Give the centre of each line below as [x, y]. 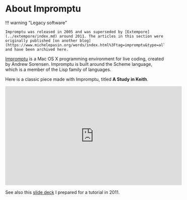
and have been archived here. [37, 49]
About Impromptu [43, 9]
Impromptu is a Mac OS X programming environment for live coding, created [84, 59]
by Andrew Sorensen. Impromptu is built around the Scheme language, [79, 64]
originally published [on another [42, 41]
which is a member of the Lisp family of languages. [58, 69]
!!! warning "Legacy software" [36, 23]
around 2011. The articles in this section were [111, 36]
